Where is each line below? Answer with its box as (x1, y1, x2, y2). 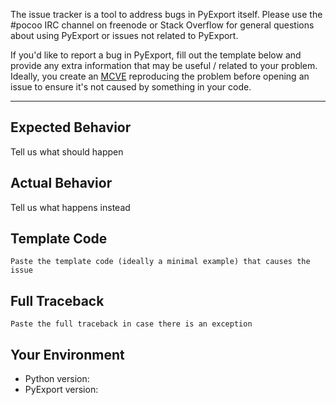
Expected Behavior (10, 119, 132, 136)
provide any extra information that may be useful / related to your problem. (10, 60, 318, 71)
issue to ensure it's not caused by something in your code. (10, 81, 252, 93)
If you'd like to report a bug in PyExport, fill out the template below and (10, 49, 302, 61)
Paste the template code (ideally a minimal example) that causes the (10, 257, 311, 267)
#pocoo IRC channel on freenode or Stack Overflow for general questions (10, 19, 315, 31)
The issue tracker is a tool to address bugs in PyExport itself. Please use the (10, 9, 323, 20)
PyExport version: (24, 384, 99, 396)
